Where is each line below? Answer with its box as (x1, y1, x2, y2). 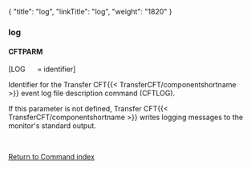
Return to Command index (8, 152, 95, 162)
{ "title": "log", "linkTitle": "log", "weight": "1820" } (8, 7, 172, 16)
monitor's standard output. (8, 121, 96, 131)
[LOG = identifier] (8, 64, 76, 74)
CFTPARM (8, 46, 43, 56)
